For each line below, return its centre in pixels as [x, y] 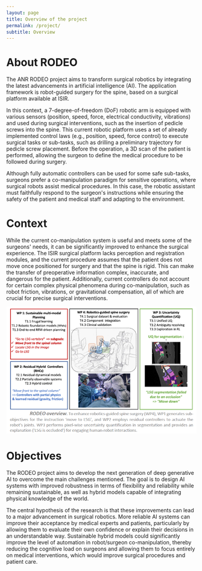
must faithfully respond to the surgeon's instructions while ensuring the [95, 193]
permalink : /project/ [33, 25]
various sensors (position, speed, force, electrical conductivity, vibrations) [99, 117]
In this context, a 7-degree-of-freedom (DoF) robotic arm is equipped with [99, 110]
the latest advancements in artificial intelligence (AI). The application [91, 86]
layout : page [23, 13]
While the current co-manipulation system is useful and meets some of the [99, 240]
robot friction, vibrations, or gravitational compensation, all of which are [95, 292]
